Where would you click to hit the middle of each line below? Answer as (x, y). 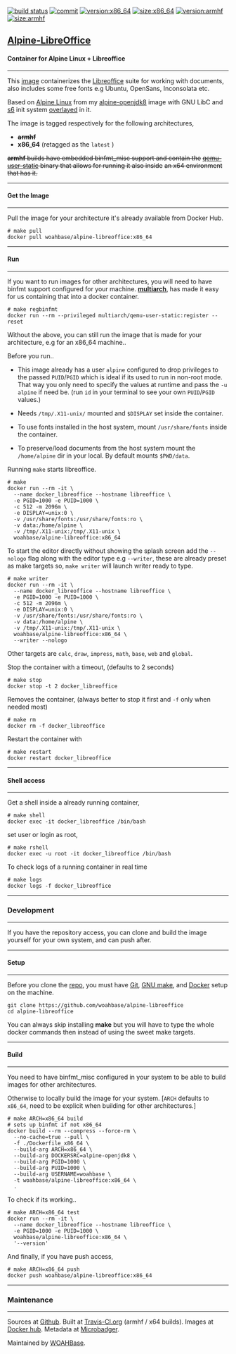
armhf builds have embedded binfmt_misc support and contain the (104, 158)
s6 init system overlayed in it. (50, 109)
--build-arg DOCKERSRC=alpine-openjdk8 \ (75, 1155)
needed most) (27, 707)
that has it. (22, 173)
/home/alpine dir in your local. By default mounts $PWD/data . (104, 456)
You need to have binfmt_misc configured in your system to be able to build (117, 1077)
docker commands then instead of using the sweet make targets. (101, 1032)
